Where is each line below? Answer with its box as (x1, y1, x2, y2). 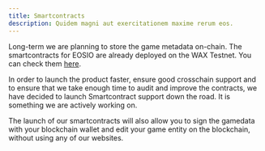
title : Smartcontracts (8, 11, 85, 20)
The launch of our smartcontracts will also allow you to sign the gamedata (8, 115, 255, 125)
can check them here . (8, 58, 82, 69)
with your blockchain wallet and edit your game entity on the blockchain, (8, 124, 251, 134)
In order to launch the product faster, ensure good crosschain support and (8, 74, 257, 84)
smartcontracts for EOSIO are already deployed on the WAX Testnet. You (8, 50, 252, 60)
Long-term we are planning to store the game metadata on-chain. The (8, 41, 242, 51)
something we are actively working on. (8, 100, 138, 110)
